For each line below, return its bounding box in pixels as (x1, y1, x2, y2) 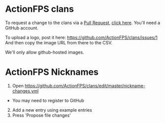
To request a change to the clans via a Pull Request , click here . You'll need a (5, 20, 161, 26)
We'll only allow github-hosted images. (5, 49, 84, 55)
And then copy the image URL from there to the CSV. (5, 39, 113, 45)
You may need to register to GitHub (12, 97, 84, 103)
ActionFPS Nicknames (5, 66, 99, 78)
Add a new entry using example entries (12, 107, 92, 113)
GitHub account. (5, 25, 39, 31)
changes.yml (12, 88, 39, 94)
